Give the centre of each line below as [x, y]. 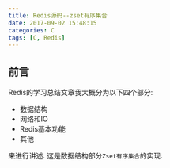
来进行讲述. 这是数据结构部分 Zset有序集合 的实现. [86, 156]
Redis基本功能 [43, 129]
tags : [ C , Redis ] [37, 38]
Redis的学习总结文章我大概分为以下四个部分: [81, 93]
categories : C [32, 30]
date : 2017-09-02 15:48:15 [53, 23]
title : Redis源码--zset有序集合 [58, 15]
